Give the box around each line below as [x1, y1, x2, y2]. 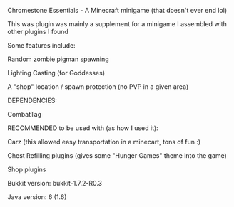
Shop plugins [7, 165, 46, 174]
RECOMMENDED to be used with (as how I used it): [7, 124, 158, 132]
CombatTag [7, 110, 42, 118]
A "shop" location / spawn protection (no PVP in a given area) [7, 83, 189, 91]
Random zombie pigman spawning [7, 55, 109, 63]
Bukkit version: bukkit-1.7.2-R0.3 [7, 179, 103, 187]
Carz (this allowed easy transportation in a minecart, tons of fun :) [7, 138, 201, 146]
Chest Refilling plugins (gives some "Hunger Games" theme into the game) [7, 152, 227, 159]
